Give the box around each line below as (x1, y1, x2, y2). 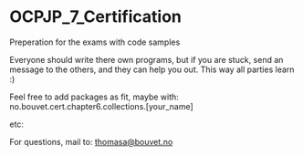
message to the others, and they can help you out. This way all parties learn (9, 64, 295, 75)
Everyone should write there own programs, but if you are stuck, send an (9, 54, 284, 65)
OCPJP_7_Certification (9, 6, 183, 27)
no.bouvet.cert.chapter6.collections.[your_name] (9, 100, 193, 111)
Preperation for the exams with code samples (9, 36, 181, 47)
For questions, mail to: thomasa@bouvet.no (9, 136, 173, 147)
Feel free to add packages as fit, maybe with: (9, 91, 180, 102)
